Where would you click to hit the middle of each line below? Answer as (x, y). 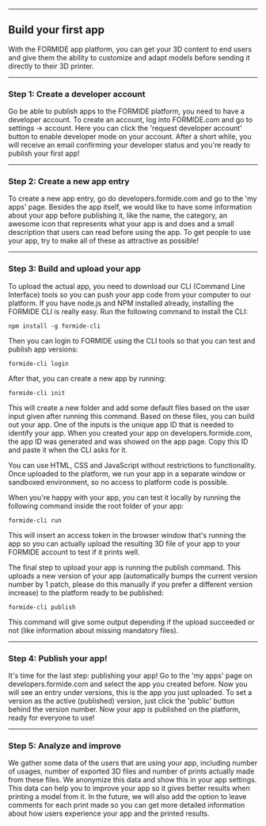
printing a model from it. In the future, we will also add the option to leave (127, 797)
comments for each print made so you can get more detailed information (127, 805)
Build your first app (57, 30)
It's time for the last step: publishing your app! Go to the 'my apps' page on (130, 676)
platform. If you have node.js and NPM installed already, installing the (121, 303)
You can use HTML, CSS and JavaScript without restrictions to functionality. (132, 465)
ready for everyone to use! (51, 718)
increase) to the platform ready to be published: (86, 593)
